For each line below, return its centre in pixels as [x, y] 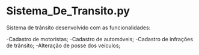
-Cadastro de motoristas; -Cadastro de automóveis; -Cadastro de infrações [100, 39]
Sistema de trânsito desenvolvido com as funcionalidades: [78, 27]
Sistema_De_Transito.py [68, 11]
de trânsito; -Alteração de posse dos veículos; [63, 45]
